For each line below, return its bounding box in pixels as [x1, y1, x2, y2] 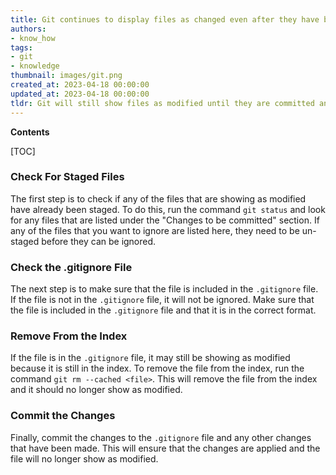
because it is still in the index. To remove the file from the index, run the [10, 362, 305, 375]
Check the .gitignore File [10, 260, 133, 274]
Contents [10, 126, 50, 138]
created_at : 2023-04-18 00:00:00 [10, 80, 150, 90]
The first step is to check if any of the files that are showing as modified [10, 192, 307, 205]
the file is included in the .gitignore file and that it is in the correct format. [10, 304, 317, 316]
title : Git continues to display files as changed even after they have [10, 14, 320, 25]
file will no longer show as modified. [10, 452, 159, 465]
